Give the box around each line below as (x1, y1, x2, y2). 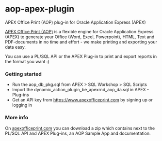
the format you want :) (5, 58, 49, 64)
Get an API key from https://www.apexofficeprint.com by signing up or (12, 97, 153, 103)
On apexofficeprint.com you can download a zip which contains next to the (5, 125, 155, 131)
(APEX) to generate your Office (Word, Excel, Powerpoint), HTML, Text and (5, 34, 155, 40)
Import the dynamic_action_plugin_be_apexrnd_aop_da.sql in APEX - (12, 87, 149, 93)
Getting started (5, 70, 42, 77)
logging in (12, 102, 32, 108)
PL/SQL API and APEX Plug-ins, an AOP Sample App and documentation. (5, 130, 151, 136)
